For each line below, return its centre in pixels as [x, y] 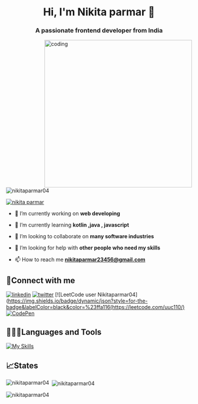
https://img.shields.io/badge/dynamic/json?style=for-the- [78, 301]
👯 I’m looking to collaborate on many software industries [84, 237]
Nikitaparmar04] [118, 295]
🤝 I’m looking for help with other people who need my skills [88, 248]
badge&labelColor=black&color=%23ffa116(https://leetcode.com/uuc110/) [95, 307]
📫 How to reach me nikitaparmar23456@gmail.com [80, 260]
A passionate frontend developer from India [99, 31]
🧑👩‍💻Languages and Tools [54, 332]
